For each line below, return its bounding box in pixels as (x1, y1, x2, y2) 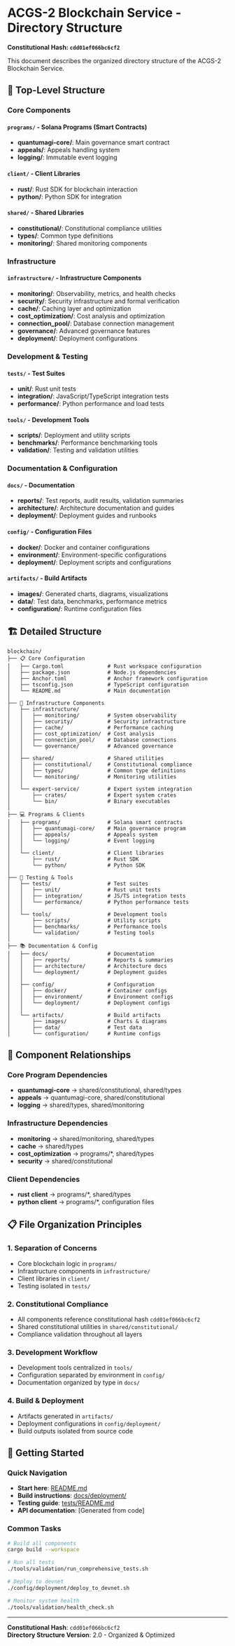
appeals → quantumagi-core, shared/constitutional (17, 1093, 166, 1102)
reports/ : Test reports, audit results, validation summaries (17, 497, 184, 505)
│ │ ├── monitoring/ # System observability (7, 712, 177, 719)
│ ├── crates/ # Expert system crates (7, 791, 177, 799)
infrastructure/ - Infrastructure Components (7, 274, 142, 282)
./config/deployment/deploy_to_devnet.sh (7, 1584, 130, 1591)
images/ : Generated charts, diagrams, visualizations (17, 589, 169, 598)
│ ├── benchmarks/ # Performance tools (7, 923, 168, 930)
